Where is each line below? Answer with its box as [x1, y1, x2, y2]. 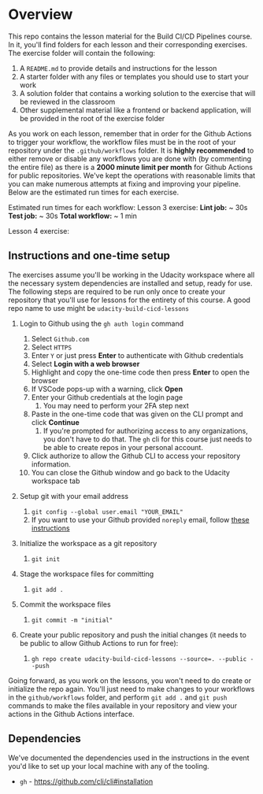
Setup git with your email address [19, 491, 128, 500]
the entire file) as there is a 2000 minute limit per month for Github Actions [8, 162, 254, 172]
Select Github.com [31, 334, 90, 343]
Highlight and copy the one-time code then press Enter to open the [31, 367, 250, 377]
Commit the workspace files [19, 600, 112, 609]
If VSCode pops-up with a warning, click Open [31, 384, 183, 393]
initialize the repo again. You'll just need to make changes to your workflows [8, 684, 255, 693]
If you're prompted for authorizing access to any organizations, [43, 426, 248, 435]
